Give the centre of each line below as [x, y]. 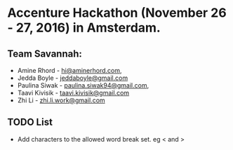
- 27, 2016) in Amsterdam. [84, 28]
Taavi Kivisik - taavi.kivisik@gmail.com [73, 93]
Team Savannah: [45, 54]
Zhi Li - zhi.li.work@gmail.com [61, 100]
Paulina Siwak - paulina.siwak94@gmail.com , [83, 85]
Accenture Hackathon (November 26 [117, 13]
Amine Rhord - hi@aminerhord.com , [69, 70]
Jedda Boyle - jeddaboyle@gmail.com [73, 78]
